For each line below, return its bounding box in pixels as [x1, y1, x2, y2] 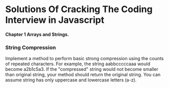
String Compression [5, 44, 56, 51]
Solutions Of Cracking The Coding [5, 4, 153, 15]
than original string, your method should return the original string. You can [5, 72, 161, 78]
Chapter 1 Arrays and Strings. [5, 31, 69, 37]
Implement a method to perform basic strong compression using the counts [5, 56, 164, 62]
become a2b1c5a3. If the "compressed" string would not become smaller [5, 66, 159, 72]
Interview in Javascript [5, 14, 104, 26]
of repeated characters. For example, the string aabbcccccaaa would [5, 61, 150, 67]
